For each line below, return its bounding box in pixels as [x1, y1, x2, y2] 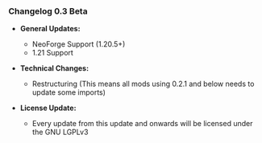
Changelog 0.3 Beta [8, 6, 88, 17]
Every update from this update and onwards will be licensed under [31, 119, 253, 129]
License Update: [19, 103, 77, 113]
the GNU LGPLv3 [31, 127, 89, 137]
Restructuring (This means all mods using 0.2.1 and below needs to [31, 79, 255, 89]
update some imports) [31, 88, 106, 97]
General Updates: [19, 24, 81, 34]
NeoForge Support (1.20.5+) [31, 39, 126, 49]
